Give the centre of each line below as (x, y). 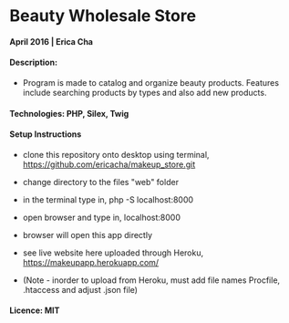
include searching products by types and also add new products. (144, 92)
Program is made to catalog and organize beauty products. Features (151, 82)
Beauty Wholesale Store (103, 16)
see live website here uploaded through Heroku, (113, 253)
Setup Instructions (46, 134)
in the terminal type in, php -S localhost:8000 (108, 199)
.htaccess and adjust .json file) (80, 289)
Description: (33, 63)
